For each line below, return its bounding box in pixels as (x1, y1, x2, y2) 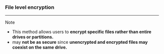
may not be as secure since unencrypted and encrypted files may (12, 39, 148, 45)
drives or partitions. (12, 34, 54, 40)
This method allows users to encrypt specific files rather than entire (12, 29, 152, 35)
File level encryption (5, 4, 55, 11)
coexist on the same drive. (12, 44, 67, 50)
